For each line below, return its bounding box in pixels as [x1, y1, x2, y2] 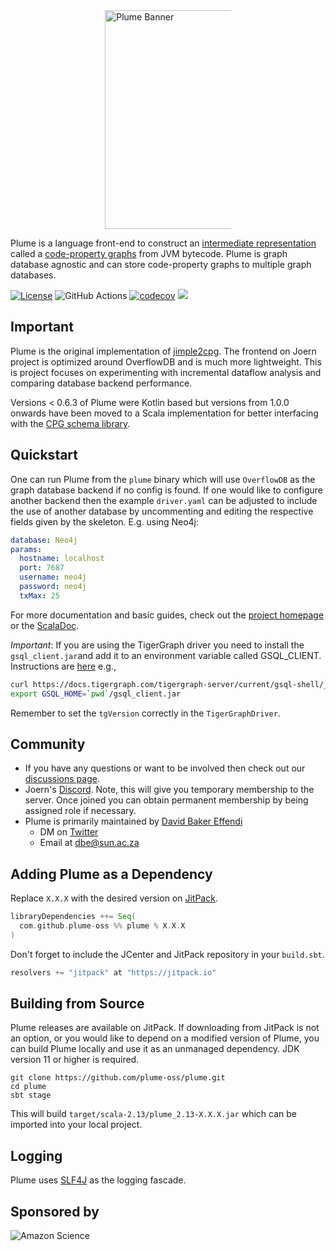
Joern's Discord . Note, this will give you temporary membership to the [24, 784, 315, 796]
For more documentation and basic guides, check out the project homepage [10, 609, 325, 621]
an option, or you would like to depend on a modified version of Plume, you [10, 1032, 320, 1044]
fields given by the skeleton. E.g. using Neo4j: [10, 515, 200, 528]
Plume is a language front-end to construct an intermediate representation [10, 237, 317, 249]
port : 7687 [19, 563, 65, 573]
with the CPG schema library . [10, 417, 131, 429]
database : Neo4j [10, 535, 78, 545]
